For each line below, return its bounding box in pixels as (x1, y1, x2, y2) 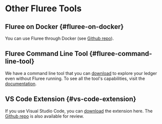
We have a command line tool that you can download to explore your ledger (5, 70, 157, 76)
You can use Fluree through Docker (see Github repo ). (5, 35, 114, 41)
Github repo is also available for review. (5, 113, 84, 119)
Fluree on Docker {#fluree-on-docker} (5, 23, 124, 31)
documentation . (5, 80, 37, 86)
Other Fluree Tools (5, 3, 82, 14)
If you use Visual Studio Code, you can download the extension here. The (5, 108, 153, 114)
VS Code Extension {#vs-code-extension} (5, 95, 137, 103)
